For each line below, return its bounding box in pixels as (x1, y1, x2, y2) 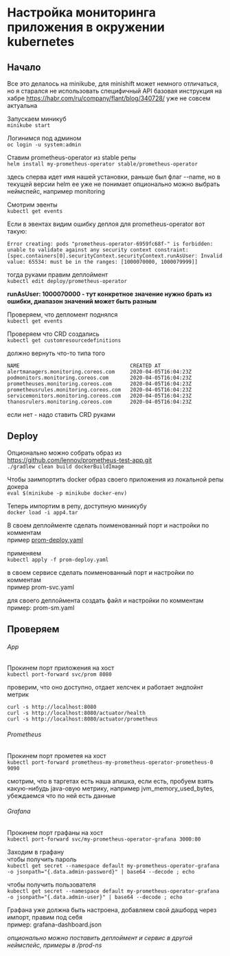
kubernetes (7, 34, 75, 49)
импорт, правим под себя (7, 913, 82, 921)
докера (7, 482, 29, 490)
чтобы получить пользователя (7, 880, 96, 889)
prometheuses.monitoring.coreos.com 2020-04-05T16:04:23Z (7, 380, 192, 387)
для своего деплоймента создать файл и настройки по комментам (7, 596, 204, 604)
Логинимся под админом (7, 134, 82, 142)
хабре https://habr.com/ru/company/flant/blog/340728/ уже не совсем (7, 94, 211, 102)
